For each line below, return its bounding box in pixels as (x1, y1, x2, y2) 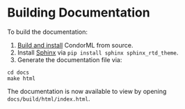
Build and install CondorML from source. (17, 41, 134, 49)
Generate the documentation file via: (17, 55, 122, 63)
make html (7, 75, 36, 82)
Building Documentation (7, 5, 151, 21)
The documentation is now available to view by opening (7, 87, 167, 95)
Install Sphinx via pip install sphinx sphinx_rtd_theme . (17, 48, 179, 57)
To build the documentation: (7, 28, 88, 36)
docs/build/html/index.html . (7, 95, 90, 103)
